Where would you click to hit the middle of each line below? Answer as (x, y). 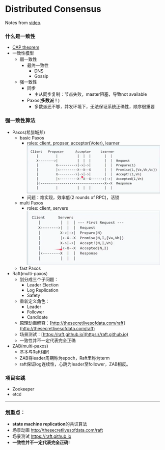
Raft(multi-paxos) (30, 273)
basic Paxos (32, 138)
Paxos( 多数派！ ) (43, 100)
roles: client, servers (47, 208)
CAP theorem (26, 47)
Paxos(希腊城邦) (28, 132)
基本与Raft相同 (34, 352)
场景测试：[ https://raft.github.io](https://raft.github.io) (74, 334)
